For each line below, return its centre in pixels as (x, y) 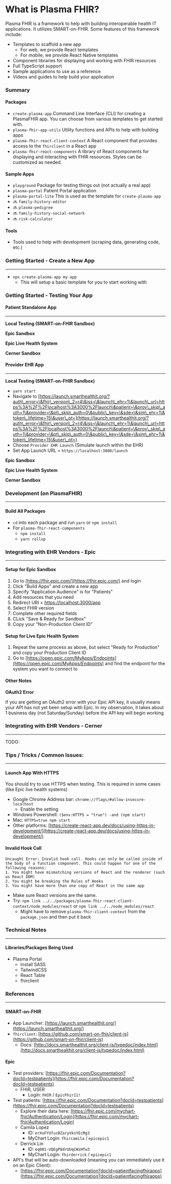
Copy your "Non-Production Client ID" (53, 624)
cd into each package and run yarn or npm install (65, 522)
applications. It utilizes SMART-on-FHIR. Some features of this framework (82, 29)
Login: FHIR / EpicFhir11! (54, 1095)
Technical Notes (26, 930)
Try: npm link (26, 900)
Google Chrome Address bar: (44, 799)
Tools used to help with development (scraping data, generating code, (86, 242)
